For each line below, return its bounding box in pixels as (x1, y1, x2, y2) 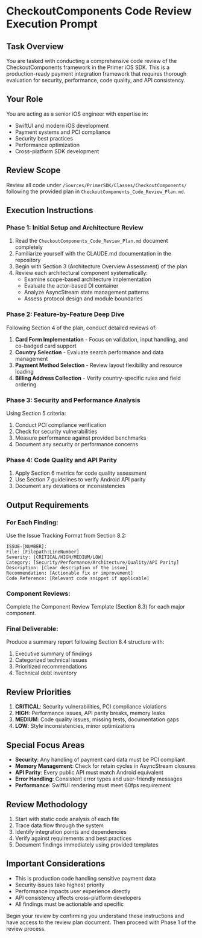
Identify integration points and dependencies (14, 828, 127, 835)
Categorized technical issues (14, 656, 87, 664)
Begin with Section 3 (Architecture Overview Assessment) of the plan (14, 263, 188, 270)
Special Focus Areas (6, 740, 85, 750)
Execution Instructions (6, 205, 93, 216)
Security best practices (14, 134, 74, 142)
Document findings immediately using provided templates (14, 841, 159, 848)
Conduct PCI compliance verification (14, 421, 107, 428)
